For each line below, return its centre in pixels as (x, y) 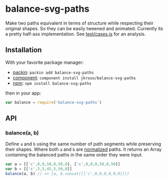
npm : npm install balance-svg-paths (52, 83)
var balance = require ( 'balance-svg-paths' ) (54, 102)
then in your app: (23, 93)
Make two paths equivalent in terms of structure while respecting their (79, 23)
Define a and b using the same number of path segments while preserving (83, 144)
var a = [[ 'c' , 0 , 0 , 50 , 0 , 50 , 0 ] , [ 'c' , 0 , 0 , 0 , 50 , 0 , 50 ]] (63, 164)
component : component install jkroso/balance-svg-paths (74, 78)
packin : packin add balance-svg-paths (53, 72)
